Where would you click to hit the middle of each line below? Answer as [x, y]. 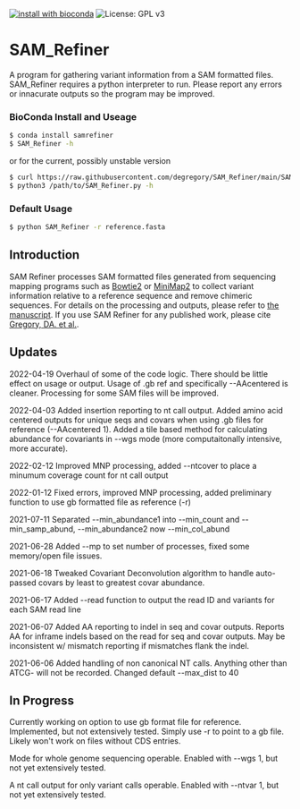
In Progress [42, 700]
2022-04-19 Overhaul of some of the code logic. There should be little [139, 374]
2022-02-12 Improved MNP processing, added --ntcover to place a [133, 465]
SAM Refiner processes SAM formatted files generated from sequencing [143, 277]
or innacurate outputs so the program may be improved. [112, 93]
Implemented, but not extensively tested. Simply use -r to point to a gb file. [146, 732]
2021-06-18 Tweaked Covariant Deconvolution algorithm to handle [132, 573]
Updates [33, 352]
